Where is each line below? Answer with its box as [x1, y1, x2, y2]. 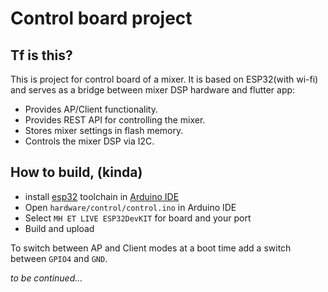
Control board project [10, 7, 193, 30]
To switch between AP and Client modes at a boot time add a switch [10, 242, 292, 254]
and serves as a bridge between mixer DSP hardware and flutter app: [10, 84, 296, 96]
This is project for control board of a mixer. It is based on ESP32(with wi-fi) [10, 73, 319, 85]
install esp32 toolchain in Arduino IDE [24, 190, 180, 202]
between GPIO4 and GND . [10, 252, 108, 264]
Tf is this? [10, 47, 73, 64]
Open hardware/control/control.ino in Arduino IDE [24, 201, 237, 213]
